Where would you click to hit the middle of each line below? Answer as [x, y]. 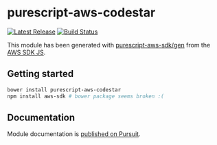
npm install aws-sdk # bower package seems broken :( [86, 96]
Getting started [41, 74]
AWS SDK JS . [26, 52]
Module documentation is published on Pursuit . [74, 134]
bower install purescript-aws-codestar [64, 90]
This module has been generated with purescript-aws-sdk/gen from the [109, 45]
